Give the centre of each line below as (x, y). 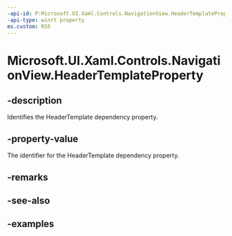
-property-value (43, 139)
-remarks (28, 177)
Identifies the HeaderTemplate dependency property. (83, 117)
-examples (31, 224)
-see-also (29, 200)
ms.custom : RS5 (29, 26)
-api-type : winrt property (46, 20)
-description (35, 100)
